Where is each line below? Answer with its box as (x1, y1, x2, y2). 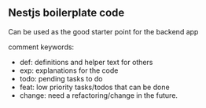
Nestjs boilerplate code (8, 6, 125, 20)
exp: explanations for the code (19, 66, 119, 75)
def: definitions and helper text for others (19, 57, 153, 67)
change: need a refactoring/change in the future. (19, 90, 178, 100)
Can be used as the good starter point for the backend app (8, 27, 199, 36)
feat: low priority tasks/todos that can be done (19, 82, 171, 92)
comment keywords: (8, 42, 75, 52)
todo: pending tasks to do (19, 74, 103, 83)
